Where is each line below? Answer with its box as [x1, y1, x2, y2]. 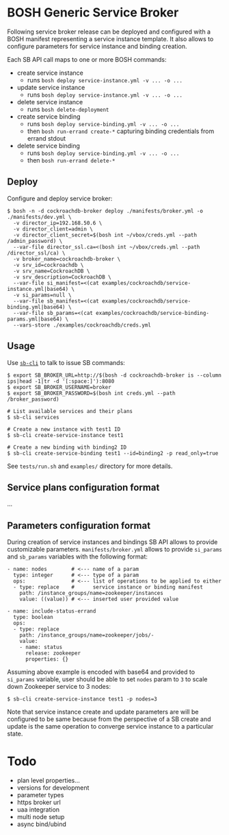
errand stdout [27, 134, 66, 142]
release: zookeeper [25, 650, 81, 657]
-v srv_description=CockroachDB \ [13, 273, 111, 281]
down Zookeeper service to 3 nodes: [7, 683, 111, 691]
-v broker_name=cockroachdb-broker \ [13, 255, 121, 262]
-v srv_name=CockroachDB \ [13, 268, 90, 274]
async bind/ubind [16, 820, 67, 828]
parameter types [16, 791, 64, 799]
